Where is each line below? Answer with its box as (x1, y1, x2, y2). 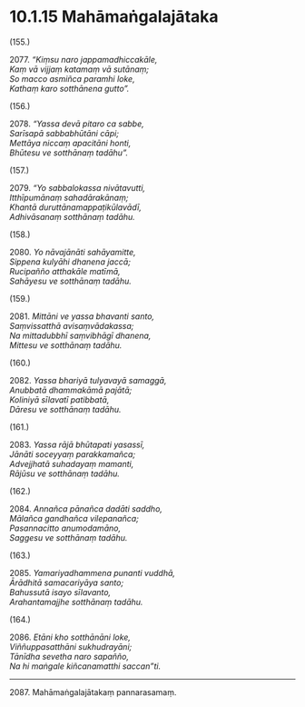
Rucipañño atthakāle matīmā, (9, 265, 121, 276)
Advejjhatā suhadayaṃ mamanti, (9, 458, 134, 469)
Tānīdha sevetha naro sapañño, (9, 651, 130, 662)
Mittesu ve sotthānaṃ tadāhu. (9, 339, 123, 351)
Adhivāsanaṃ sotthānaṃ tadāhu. (9, 211, 136, 222)
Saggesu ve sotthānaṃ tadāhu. (9, 532, 128, 543)
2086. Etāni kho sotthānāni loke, (9, 632, 132, 642)
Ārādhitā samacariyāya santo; (9, 577, 124, 588)
